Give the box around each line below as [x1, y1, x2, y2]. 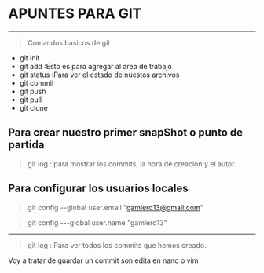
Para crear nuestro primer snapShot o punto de [8, 126, 244, 140]
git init [19, 53, 40, 63]
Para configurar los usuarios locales [8, 182, 189, 195]
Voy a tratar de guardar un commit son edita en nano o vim [8, 256, 199, 265]
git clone [19, 103, 49, 112]
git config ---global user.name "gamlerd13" [27, 217, 167, 227]
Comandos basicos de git [27, 38, 111, 47]
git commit [19, 78, 55, 87]
